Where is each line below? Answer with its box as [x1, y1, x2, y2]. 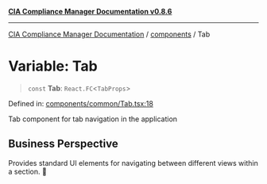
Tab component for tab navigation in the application [8, 114, 177, 124]
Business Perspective [8, 137, 118, 151]
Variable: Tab [8, 57, 98, 75]
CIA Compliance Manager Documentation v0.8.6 [8, 7, 172, 16]
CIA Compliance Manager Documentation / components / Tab [8, 29, 211, 39]
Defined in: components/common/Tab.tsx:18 [8, 98, 153, 108]
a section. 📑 [8, 167, 48, 176]
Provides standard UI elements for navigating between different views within [8, 158, 258, 167]
